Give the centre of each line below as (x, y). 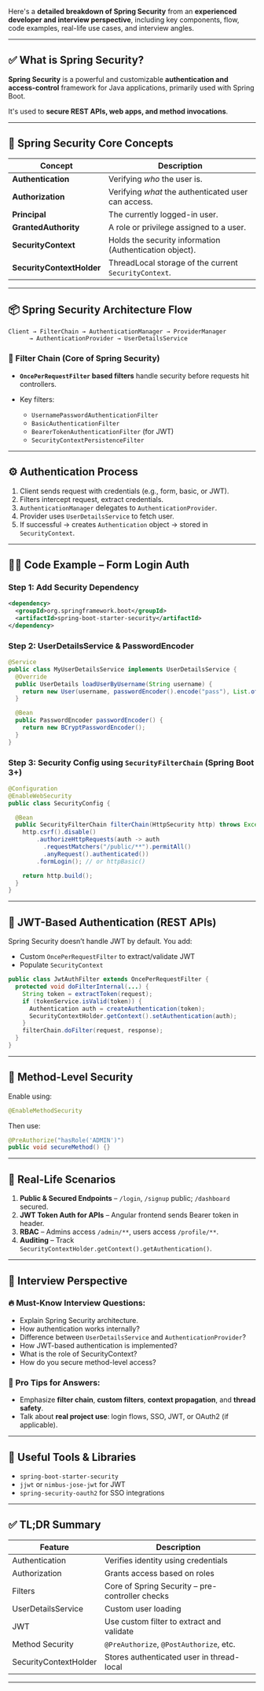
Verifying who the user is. (156, 179)
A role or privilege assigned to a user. (178, 227)
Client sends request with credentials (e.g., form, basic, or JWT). (124, 491)
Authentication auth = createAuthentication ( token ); (117, 1009)
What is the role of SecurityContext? (78, 1354)
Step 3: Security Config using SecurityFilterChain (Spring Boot (131, 762)
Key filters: (37, 399)
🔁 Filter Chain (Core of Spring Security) (84, 359)
